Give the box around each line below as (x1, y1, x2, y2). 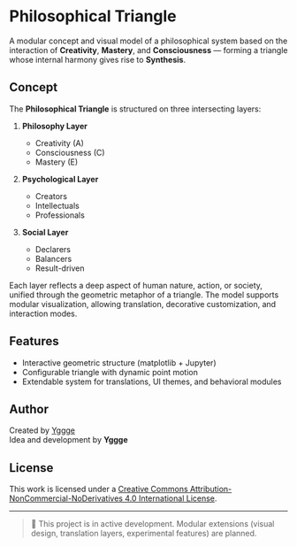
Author (9, 401, 49, 417)
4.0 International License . (125, 493, 217, 504)
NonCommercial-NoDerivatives (9, 493, 124, 504)
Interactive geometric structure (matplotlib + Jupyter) (21, 357, 217, 368)
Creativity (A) (34, 137, 84, 148)
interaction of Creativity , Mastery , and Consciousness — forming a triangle (9, 44, 288, 55)
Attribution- (189, 484, 232, 495)
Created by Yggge (9, 425, 76, 435)
